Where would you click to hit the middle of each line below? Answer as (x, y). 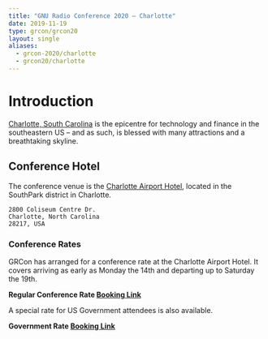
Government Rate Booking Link (62, 326)
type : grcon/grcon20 (43, 31)
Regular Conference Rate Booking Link (75, 294)
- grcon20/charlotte (50, 62)
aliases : (23, 46)
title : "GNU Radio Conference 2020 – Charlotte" (92, 16)
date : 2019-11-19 (38, 24)
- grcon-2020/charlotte (56, 54)
